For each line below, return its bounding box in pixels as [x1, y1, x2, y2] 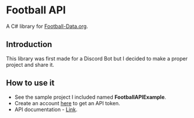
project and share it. [6, 61, 54, 68]
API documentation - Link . [14, 106, 78, 113]
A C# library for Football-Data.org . [6, 23, 89, 30]
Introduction [6, 40, 53, 49]
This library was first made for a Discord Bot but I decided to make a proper [6, 55, 188, 62]
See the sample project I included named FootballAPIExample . [14, 94, 167, 101]
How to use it [6, 78, 55, 88]
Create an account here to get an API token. [14, 99, 120, 106]
